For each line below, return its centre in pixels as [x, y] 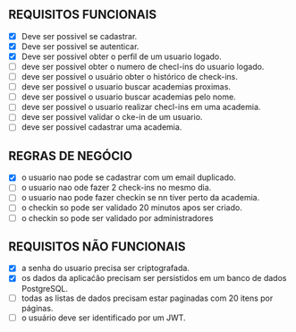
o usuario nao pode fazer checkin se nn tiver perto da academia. [140, 198]
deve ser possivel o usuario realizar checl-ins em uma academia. [141, 107]
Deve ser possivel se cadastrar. [79, 36]
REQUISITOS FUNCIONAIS [83, 15]
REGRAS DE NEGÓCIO [71, 156]
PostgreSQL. [45, 288]
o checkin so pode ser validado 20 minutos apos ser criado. [131, 208]
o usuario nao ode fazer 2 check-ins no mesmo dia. [116, 188]
